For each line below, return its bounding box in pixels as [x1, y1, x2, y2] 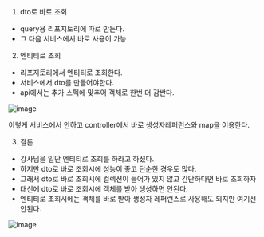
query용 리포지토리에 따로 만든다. [19, 24, 125, 34]
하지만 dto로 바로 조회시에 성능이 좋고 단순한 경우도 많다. [19, 164, 197, 173]
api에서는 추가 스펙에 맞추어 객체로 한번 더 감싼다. [19, 88, 175, 97]
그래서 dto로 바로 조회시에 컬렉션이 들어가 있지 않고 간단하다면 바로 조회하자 [19, 174, 257, 184]
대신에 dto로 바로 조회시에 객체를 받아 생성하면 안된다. [19, 184, 189, 193]
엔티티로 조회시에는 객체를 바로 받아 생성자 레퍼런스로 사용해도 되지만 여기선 [19, 194, 257, 203]
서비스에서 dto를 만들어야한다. [19, 78, 114, 87]
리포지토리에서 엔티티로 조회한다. [19, 68, 123, 77]
